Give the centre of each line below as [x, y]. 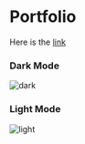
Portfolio [43, 17]
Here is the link [38, 42]
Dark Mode [34, 66]
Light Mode [35, 109]
